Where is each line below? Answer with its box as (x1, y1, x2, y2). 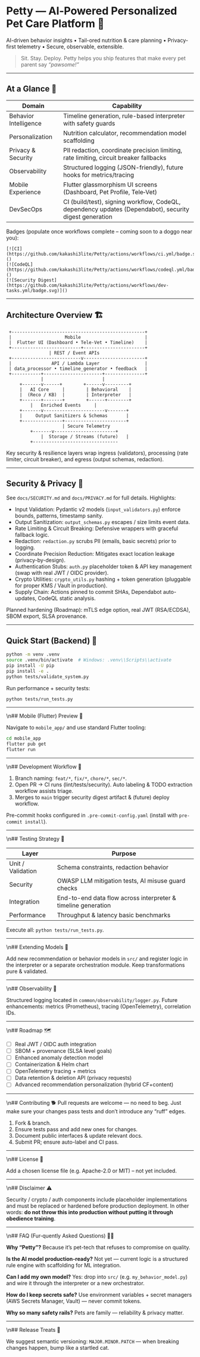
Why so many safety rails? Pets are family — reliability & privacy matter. (6, 1309, 185, 1316)
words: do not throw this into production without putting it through (6, 1208, 174, 1215)
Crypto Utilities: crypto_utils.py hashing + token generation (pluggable (14, 575, 191, 583)
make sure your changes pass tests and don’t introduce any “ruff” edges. (6, 1107, 186, 1115)
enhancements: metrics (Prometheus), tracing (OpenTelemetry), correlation (6, 1003, 192, 1010)
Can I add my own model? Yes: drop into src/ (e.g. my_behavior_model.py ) (6, 1273, 188, 1280)
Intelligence (9, 119, 42, 127)
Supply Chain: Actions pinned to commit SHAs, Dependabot (14, 589, 162, 596)
